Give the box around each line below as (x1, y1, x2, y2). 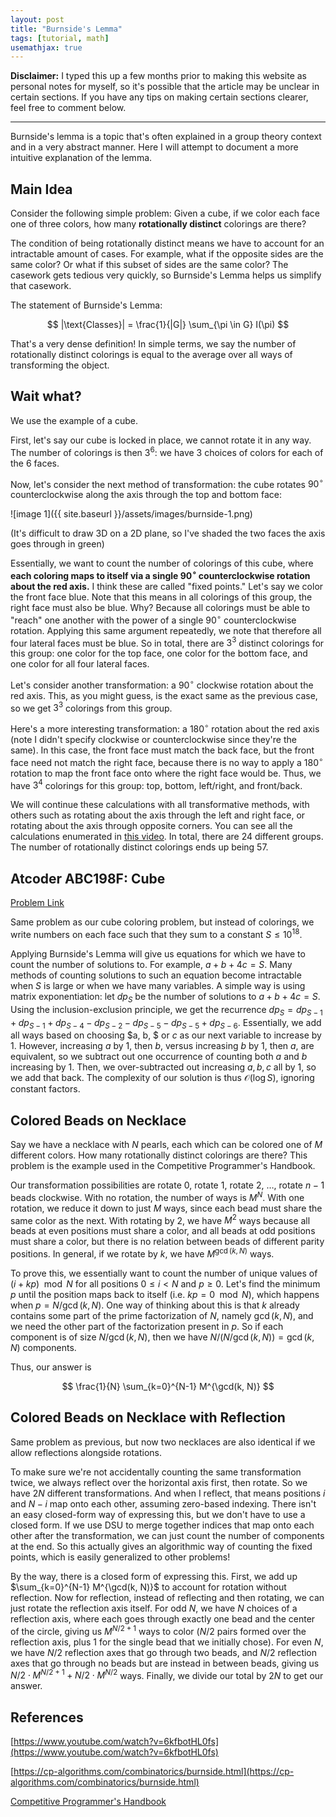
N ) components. (10, 1342, 77, 1354)
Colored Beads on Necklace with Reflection (10, 1409, 286, 1426)
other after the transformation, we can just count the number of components (10, 1529, 325, 1541)
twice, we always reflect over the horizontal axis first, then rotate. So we (10, 1476, 308, 1488)
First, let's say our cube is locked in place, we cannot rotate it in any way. (10, 434, 312, 446)
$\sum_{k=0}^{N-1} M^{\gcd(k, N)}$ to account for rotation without (10, 1581, 287, 1593)
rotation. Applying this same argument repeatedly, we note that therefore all (10, 624, 322, 636)
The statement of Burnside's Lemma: (10, 299, 163, 311)
